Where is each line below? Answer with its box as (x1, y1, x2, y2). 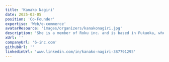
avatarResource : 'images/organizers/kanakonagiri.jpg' (5, 26, 123, 31)
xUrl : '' (5, 35, 24, 40)
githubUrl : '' (5, 44, 35, 49)
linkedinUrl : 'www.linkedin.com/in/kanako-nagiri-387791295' (5, 49, 136, 54)
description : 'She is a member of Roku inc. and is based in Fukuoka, (5, 30, 156, 35)
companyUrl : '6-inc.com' (5, 40, 57, 45)
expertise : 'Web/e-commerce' (5, 21, 66, 26)
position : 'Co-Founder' (5, 16, 55, 21)
